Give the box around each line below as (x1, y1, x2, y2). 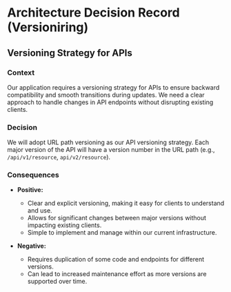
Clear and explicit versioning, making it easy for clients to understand (27, 199, 225, 208)
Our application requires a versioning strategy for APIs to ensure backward (7, 83, 220, 91)
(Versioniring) (7, 19, 89, 35)
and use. (27, 206, 53, 215)
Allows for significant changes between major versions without (27, 214, 207, 222)
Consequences (7, 171, 60, 180)
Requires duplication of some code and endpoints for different (27, 255, 205, 264)
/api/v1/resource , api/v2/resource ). (7, 153, 111, 162)
